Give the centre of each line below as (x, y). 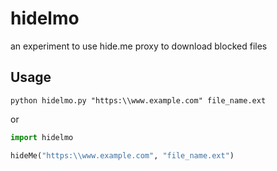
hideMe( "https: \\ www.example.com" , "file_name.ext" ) (122, 155)
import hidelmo (42, 137)
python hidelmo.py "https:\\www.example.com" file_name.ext (138, 100)
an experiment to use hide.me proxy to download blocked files (139, 46)
